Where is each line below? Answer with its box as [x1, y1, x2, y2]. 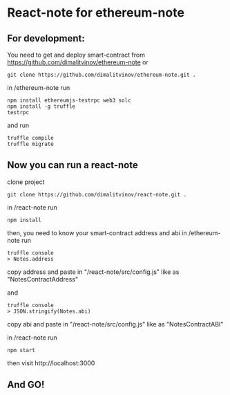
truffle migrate [7, 140, 54, 147]
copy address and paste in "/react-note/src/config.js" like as [7, 268, 180, 276]
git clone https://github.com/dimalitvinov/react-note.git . [7, 191, 187, 198]
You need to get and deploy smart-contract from [7, 50, 145, 59]
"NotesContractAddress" [7, 275, 78, 283]
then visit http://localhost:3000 [7, 358, 95, 367]
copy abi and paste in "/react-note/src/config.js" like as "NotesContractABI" [7, 320, 224, 328]
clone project [7, 178, 45, 186]
